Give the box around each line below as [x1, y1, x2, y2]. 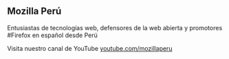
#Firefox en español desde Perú [7, 31, 98, 39]
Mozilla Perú [7, 5, 62, 17]
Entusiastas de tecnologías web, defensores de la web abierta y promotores [7, 23, 223, 32]
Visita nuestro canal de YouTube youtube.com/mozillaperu [7, 44, 173, 52]
